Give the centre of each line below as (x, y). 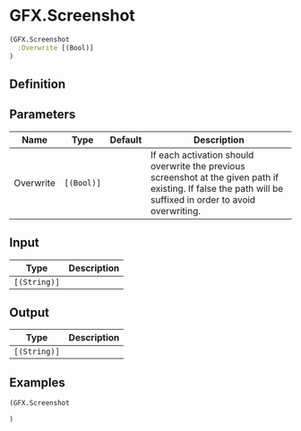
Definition (37, 84)
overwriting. (176, 211)
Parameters (43, 114)
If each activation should (202, 155)
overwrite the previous (198, 166)
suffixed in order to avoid (203, 200)
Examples (37, 382)
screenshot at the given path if (215, 177)
